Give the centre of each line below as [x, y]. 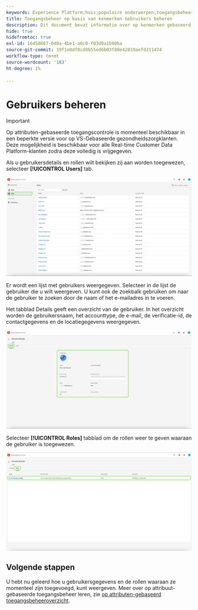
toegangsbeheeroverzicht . [38, 600]
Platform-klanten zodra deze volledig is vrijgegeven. [70, 151]
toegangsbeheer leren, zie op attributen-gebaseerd [99, 594]
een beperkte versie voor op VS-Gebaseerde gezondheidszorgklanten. [92, 139]
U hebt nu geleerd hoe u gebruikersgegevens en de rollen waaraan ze [91, 582]
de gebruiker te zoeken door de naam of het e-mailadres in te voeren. [91, 297]
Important [18, 121]
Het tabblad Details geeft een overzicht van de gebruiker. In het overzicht [95, 309]
